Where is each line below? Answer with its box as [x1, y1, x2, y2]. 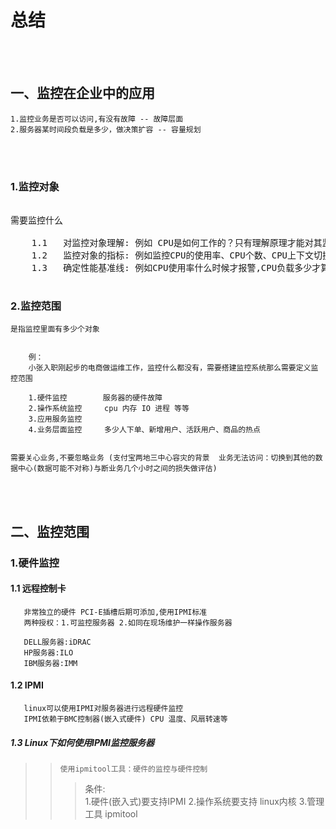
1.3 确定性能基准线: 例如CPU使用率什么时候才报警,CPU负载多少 [31, 262, 313, 274]
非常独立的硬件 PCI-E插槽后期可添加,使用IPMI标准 [23, 607, 208, 617]
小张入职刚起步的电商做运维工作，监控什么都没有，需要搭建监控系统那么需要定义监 [28, 363, 319, 373]
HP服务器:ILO [23, 647, 74, 658]
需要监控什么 [10, 215, 63, 226]
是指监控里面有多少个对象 [10, 324, 100, 335]
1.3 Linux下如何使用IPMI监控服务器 [10, 736, 155, 748]
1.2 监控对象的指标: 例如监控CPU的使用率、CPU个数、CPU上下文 [31, 250, 315, 261]
